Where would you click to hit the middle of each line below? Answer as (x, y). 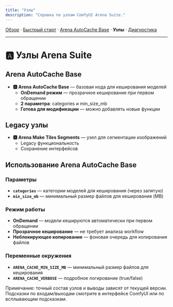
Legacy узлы (27, 125)
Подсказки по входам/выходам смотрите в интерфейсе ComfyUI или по (85, 293)
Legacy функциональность (50, 143)
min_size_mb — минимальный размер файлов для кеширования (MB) (88, 196)
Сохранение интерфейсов (49, 149)
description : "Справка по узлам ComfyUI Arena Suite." (65, 15)
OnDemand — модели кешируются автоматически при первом (83, 221)
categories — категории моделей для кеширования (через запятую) (88, 191)
